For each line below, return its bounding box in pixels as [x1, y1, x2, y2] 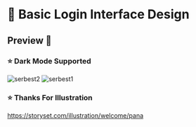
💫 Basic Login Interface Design [7, 6, 190, 23]
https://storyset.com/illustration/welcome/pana [7, 111, 144, 120]
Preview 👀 [7, 35, 52, 47]
